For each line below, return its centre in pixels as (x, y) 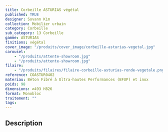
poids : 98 (15, 84)
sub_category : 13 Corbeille (34, 33)
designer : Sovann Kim (28, 19)
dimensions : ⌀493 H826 (29, 89)
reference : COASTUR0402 (30, 75)
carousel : (15, 51)
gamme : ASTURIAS (22, 38)
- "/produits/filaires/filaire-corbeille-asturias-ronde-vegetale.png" (90, 70)
